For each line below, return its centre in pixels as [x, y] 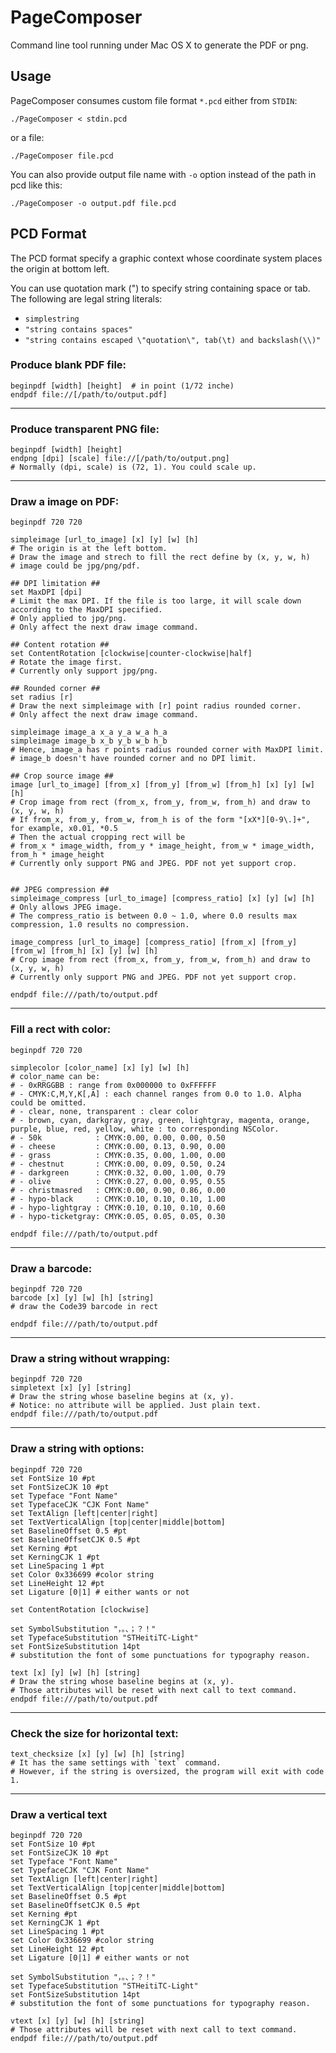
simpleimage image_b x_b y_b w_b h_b [89, 741]
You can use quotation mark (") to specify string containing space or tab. [160, 288]
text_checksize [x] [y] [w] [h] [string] [98, 1754]
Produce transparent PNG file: [85, 429]
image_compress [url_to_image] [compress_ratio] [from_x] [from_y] [154, 942]
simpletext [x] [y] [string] [71, 1388]
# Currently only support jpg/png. [84, 671]
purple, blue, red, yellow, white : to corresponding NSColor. [145, 1129]
